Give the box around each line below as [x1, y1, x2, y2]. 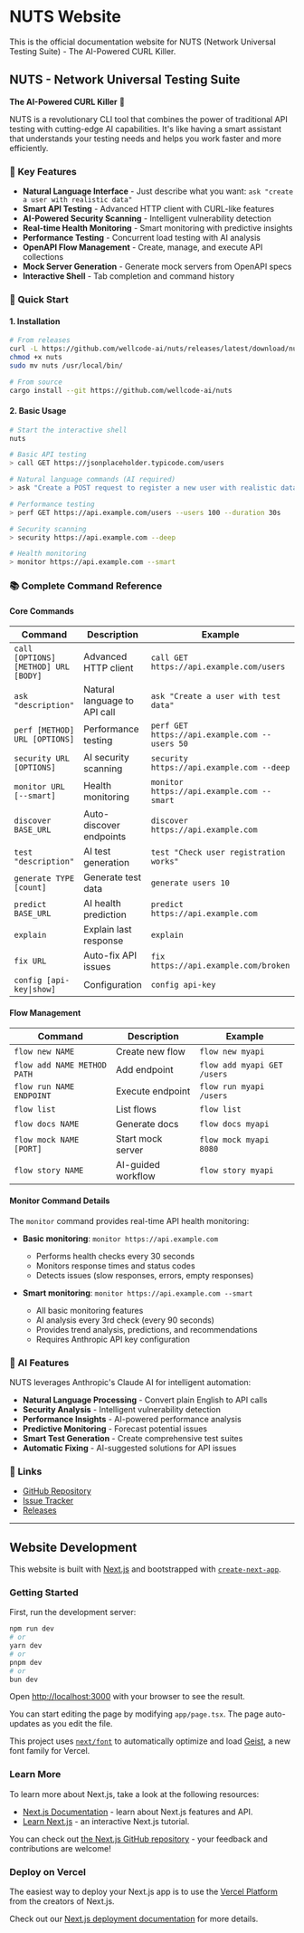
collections [22, 252, 64, 263]
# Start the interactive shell [9, 426, 128, 435]
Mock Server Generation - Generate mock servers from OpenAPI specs [22, 261, 292, 273]
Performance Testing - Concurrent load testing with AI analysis [22, 233, 261, 244]
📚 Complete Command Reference [9, 579, 163, 592]
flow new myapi [199, 1047, 265, 1057]
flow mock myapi [199, 1134, 270, 1145]
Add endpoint [116, 1064, 174, 1077]
